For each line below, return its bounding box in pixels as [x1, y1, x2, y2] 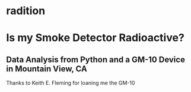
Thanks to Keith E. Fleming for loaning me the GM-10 [6, 80, 135, 87]
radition [6, 4, 46, 18]
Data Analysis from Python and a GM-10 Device [6, 54, 186, 64]
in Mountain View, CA [6, 64, 87, 74]
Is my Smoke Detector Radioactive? [6, 31, 185, 45]
